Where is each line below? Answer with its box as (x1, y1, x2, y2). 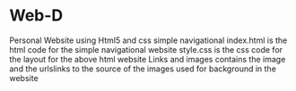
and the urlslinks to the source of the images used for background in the (9, 63, 276, 74)
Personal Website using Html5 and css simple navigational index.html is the (9, 35, 288, 45)
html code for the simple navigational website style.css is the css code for (9, 44, 283, 54)
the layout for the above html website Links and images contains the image (9, 54, 286, 64)
